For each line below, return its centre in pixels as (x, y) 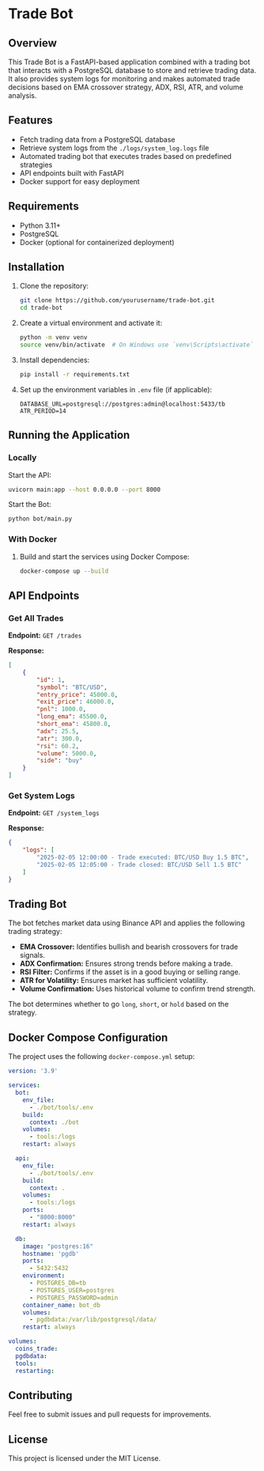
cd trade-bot (41, 308)
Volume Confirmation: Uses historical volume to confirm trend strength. (138, 989)
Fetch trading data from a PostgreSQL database (97, 139)
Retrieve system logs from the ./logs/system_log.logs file (114, 148)
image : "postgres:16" (58, 1246)
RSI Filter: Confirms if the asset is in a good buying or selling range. (130, 972)
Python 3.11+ (40, 225)
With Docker (33, 539)
